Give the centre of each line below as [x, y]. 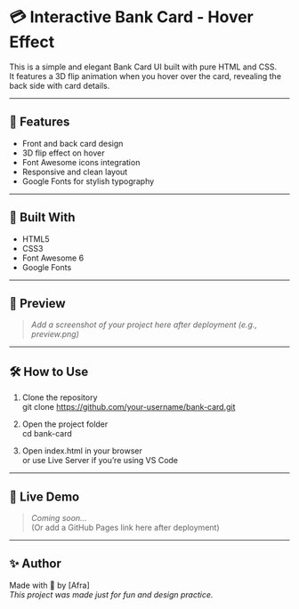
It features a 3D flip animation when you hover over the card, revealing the [145, 76]
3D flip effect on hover [63, 153]
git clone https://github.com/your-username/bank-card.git [129, 407]
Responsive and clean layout [75, 172]
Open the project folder [65, 424]
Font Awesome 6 [53, 258]
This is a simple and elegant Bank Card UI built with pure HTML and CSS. [143, 67]
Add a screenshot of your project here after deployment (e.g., [144, 325]
